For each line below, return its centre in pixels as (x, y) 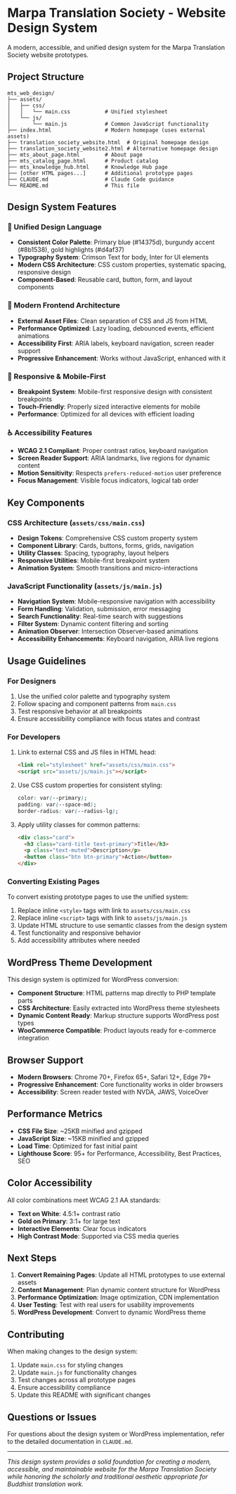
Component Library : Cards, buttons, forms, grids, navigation (106, 546)
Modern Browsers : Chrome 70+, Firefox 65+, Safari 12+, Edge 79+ (114, 1077)
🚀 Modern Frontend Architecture (64, 305)
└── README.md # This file (73, 185)
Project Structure (46, 77)
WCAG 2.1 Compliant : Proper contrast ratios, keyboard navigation (113, 451)
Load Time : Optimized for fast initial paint (78, 1146)
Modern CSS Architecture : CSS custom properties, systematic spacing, (122, 264)
